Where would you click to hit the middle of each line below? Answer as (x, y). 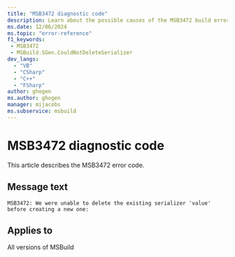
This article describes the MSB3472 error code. (76, 165)
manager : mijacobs (34, 105)
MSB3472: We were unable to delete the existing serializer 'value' (109, 203)
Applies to (30, 230)
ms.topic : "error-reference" (50, 33)
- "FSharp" (29, 85)
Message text (38, 187)
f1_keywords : (26, 40)
